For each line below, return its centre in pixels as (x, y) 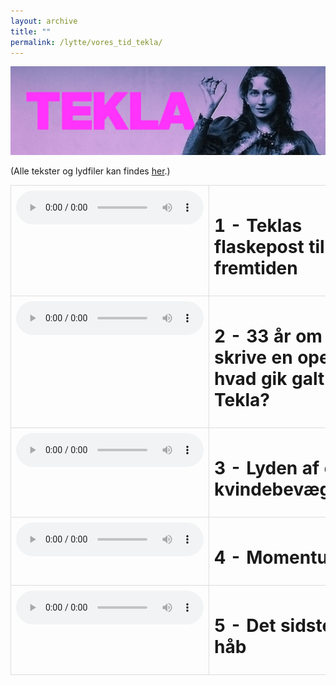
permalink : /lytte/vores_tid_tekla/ (86, 42)
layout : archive (44, 21)
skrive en (253, 357)
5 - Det (245, 626)
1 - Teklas (258, 226)
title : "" (31, 31)
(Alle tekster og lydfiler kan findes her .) (90, 171)
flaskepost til (269, 247)
